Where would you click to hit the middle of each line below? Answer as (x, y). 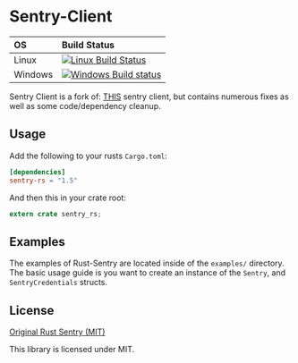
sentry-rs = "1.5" (43, 181)
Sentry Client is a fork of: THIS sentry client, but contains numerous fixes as (149, 97)
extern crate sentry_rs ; (55, 214)
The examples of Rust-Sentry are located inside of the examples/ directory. (147, 263)
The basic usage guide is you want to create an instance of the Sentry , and (148, 273)
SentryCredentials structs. (59, 283)
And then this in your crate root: (68, 198)
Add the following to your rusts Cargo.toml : (89, 156)
